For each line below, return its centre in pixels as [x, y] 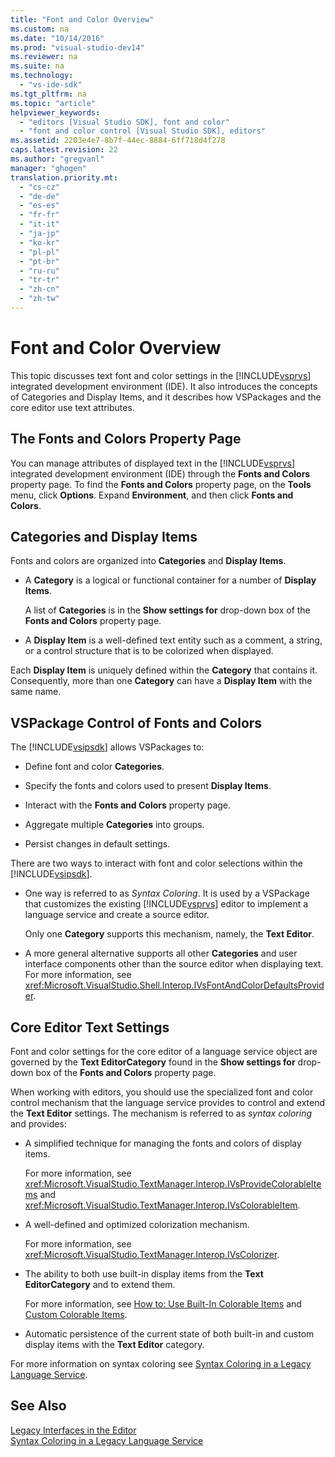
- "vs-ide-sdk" [51, 85]
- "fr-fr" [39, 215]
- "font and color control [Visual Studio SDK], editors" [143, 131]
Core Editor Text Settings [90, 1027]
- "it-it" [39, 224]
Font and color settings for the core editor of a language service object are [164, 1052]
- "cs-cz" [39, 187]
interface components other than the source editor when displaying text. [174, 964]
